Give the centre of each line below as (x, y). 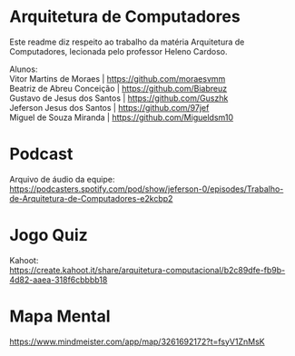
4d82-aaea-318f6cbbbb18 (59, 280)
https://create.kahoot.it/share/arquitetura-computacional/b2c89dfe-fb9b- (147, 270)
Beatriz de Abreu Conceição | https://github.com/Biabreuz (118, 88)
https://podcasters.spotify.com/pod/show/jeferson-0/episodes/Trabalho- (147, 189)
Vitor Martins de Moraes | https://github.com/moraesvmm (118, 78)
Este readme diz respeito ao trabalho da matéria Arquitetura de (127, 42)
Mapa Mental (60, 316)
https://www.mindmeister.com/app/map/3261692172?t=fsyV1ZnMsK (137, 341)
